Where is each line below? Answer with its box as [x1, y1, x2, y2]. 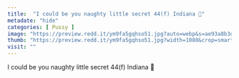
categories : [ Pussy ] [7, 23, 75, 30]
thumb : [7, 37, 27, 44]
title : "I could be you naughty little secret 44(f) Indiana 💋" [7, 10, 205, 18]
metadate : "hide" [7, 17, 59, 24]
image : [7, 30, 27, 38]
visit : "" [7, 43, 37, 50]
